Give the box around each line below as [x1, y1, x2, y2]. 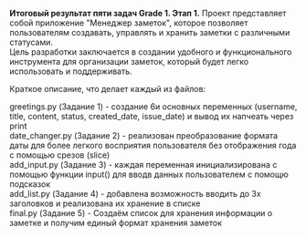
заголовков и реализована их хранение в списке [9, 198, 201, 209]
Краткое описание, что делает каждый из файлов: [9, 84, 206, 94]
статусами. [9, 36, 53, 47]
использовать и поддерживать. [9, 66, 132, 77]
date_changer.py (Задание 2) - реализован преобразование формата [9, 130, 279, 140]
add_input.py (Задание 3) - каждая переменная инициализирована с [9, 160, 278, 170]
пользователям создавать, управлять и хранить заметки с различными [9, 27, 290, 37]
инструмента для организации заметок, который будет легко [9, 57, 249, 67]
